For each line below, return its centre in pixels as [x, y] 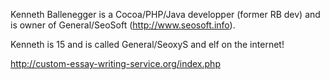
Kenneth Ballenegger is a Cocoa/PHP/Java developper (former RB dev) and [165, 14]
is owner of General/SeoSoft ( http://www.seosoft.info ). [123, 25]
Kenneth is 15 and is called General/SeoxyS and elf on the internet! [147, 44]
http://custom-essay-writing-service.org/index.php [115, 63]
